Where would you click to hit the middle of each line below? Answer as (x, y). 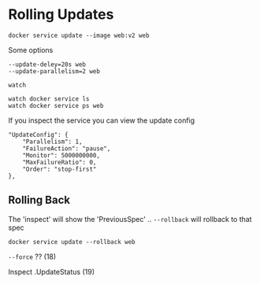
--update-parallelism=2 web (54, 71)
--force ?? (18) (32, 256)
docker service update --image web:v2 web (79, 35)
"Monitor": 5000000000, (61, 155)
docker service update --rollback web (72, 242)
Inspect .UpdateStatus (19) (51, 271)
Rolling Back (39, 200)
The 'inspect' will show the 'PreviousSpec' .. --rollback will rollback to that (130, 219)
